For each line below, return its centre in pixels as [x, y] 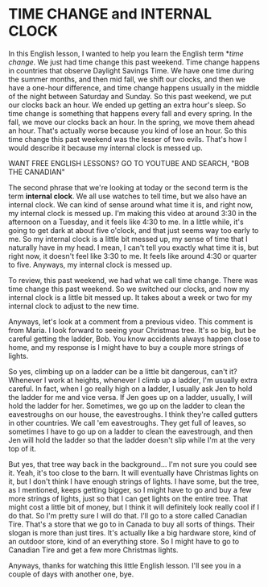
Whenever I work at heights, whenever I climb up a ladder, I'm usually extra [133, 380]
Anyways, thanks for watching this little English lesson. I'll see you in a [125, 565]
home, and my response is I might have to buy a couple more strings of [126, 347]
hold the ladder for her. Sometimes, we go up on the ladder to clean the [127, 406]
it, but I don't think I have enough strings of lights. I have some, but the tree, [134, 481]
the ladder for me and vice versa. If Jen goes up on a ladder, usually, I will [130, 397]
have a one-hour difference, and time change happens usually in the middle [134, 87]
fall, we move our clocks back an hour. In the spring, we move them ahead [132, 122]
